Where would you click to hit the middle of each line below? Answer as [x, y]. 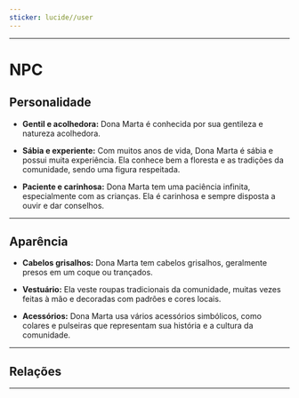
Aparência [39, 242]
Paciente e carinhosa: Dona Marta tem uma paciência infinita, [136, 187]
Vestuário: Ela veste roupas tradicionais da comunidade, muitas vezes [152, 290]
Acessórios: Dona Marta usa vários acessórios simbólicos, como [142, 316]
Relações [36, 371]
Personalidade [50, 103]
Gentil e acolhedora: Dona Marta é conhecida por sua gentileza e [143, 123]
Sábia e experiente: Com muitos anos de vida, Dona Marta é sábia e [148, 150]
